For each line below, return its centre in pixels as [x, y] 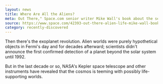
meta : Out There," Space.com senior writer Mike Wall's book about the [79, 18]
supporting [16, 77]
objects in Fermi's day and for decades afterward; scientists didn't [71, 47]
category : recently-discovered [37, 28]
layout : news [18, 9]
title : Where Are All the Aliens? [40, 14]
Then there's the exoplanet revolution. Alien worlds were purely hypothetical [81, 41]
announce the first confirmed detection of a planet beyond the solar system [81, 52]
